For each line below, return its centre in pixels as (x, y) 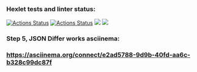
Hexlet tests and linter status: (51, 9)
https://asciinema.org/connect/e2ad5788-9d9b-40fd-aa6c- (99, 55)
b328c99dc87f (29, 62)
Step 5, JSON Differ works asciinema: (63, 39)
